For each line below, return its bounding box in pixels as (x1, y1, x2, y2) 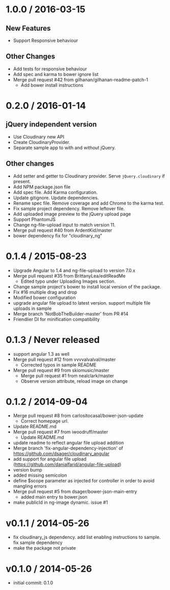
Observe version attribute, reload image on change (20, 378, 128, 384)
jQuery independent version (6, 120, 97, 129)
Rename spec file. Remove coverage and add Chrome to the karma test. (13, 200, 164, 206)
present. (13, 178, 31, 184)
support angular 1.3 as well (13, 351, 70, 357)
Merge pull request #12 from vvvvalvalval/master (13, 356, 116, 362)
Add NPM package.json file (13, 184, 71, 190)
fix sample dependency (13, 539, 63, 546)
